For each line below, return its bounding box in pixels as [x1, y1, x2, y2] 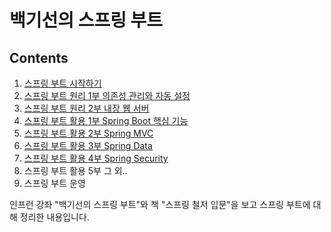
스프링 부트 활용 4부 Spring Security [23, 152, 169, 164]
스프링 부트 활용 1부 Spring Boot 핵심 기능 [23, 115, 189, 126]
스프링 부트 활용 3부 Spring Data [23, 140, 153, 151]
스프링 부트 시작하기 [23, 77, 102, 89]
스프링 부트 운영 [23, 177, 86, 189]
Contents [9, 49, 69, 66]
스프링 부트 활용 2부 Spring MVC [23, 127, 154, 139]
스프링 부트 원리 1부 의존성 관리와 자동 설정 [23, 90, 191, 101]
